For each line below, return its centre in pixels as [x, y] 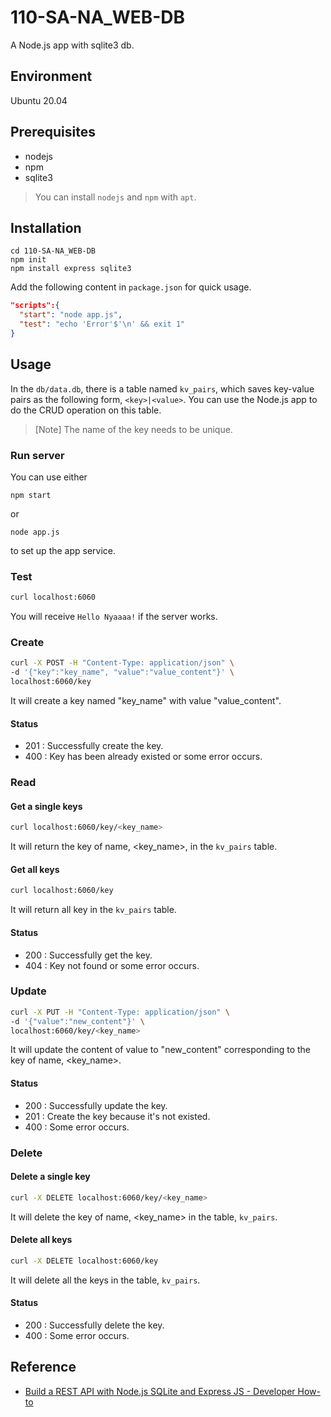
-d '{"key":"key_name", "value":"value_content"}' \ [122, 672]
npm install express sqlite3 [71, 269]
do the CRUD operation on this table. [86, 410]
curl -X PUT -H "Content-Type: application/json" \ [120, 1012]
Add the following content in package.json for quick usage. [131, 287]
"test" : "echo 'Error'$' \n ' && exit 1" [102, 324]
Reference [43, 1367]
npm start [31, 495]
